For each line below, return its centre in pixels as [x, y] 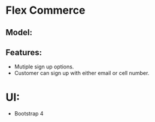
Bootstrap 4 [29, 114]
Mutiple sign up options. [44, 67]
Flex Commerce [45, 10]
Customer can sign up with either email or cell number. [82, 73]
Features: [24, 52]
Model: [19, 32]
